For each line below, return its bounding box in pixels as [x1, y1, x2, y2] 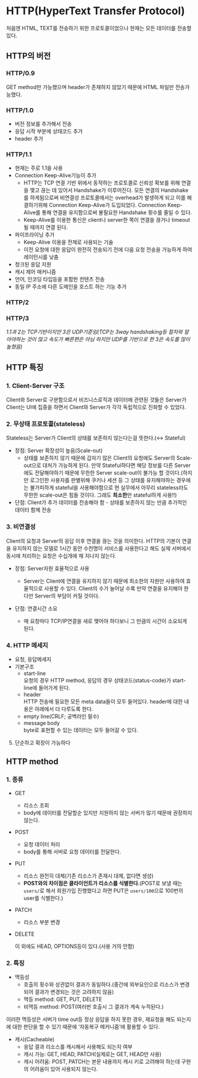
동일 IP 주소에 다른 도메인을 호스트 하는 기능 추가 [14, 283, 127, 290]
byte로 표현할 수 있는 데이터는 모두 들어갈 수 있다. [23, 727, 138, 734]
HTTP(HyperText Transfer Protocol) [6, 4, 185, 18]
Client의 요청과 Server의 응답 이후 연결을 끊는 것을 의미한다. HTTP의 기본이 [6, 537, 181, 544]
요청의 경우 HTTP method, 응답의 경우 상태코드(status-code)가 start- [23, 677, 186, 684]
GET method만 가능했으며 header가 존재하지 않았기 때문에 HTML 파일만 [6, 83, 174, 90]
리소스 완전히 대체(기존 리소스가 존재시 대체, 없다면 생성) [23, 872, 154, 879]
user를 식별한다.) [23, 894, 64, 901]
